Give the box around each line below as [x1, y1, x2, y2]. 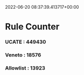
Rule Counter [5, 21, 60, 32]
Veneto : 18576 [5, 52, 42, 58]
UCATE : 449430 [5, 38, 46, 45]
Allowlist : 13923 [5, 64, 45, 71]
